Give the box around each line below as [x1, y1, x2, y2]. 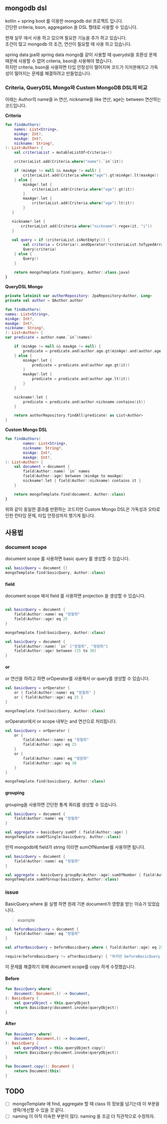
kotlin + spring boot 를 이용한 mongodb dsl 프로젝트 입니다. [5, 17, 123, 24]
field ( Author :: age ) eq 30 [23, 760, 77, 766]
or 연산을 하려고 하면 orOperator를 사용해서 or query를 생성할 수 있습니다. [5, 675, 150, 681]
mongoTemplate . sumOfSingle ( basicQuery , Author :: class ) [5, 834, 121, 840]
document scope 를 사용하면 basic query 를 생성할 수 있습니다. [5, 556, 130, 562]
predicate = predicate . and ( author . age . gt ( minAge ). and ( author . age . [23, 348, 164, 354]
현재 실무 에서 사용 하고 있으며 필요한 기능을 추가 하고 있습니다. [5, 34, 127, 40]
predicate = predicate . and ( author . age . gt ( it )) [31, 362, 130, 368]
